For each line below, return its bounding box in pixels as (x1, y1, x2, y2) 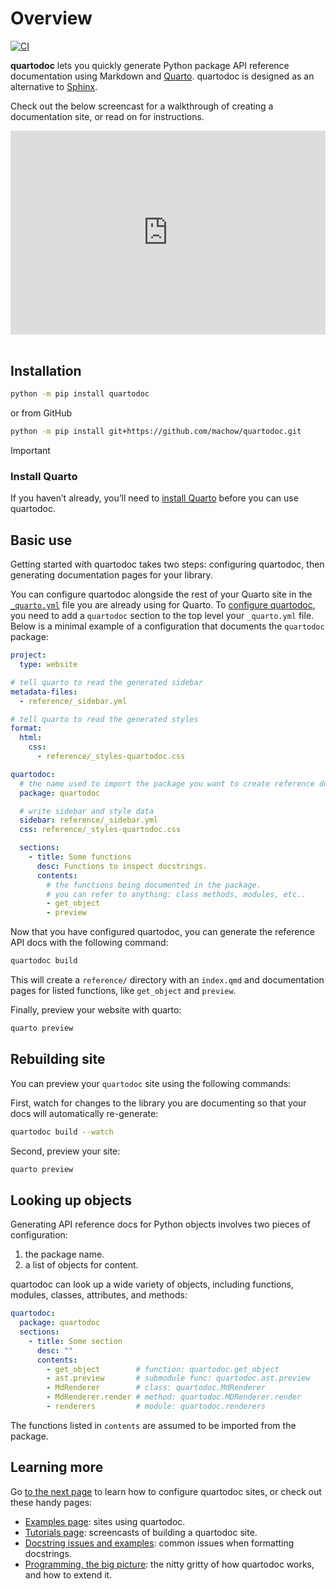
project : (10, 650, 47, 661)
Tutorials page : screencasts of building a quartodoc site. (24, 1526, 258, 1538)
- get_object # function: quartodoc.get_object (46, 1364, 280, 1374)
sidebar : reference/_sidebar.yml (19, 815, 159, 826)
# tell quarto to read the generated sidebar (10, 677, 203, 687)
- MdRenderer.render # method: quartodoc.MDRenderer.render (46, 1392, 302, 1402)
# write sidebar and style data (19, 806, 155, 816)
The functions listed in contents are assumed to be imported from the (10, 1419, 297, 1431)
